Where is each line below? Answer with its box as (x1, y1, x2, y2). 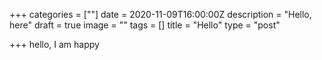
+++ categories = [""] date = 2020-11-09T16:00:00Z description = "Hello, (9, 9, 312, 20)
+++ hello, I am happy (9, 39, 100, 50)
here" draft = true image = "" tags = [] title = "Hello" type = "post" (9, 19, 281, 31)
